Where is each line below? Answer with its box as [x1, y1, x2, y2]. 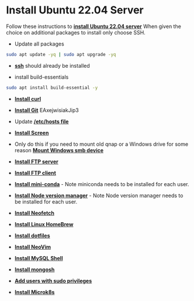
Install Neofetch [14, 209, 54, 216]
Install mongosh [14, 266, 55, 273]
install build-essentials [14, 73, 69, 80]
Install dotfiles [14, 232, 51, 239]
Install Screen [14, 129, 49, 136]
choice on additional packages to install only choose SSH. [6, 29, 146, 36]
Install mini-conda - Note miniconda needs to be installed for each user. [14, 180, 189, 187]
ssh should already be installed [14, 62, 91, 69]
